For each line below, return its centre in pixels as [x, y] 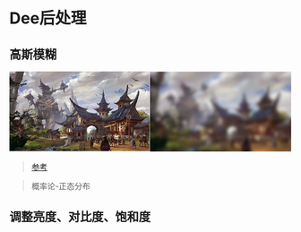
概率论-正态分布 [61, 186]
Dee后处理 [48, 18]
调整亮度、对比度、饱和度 [80, 217]
